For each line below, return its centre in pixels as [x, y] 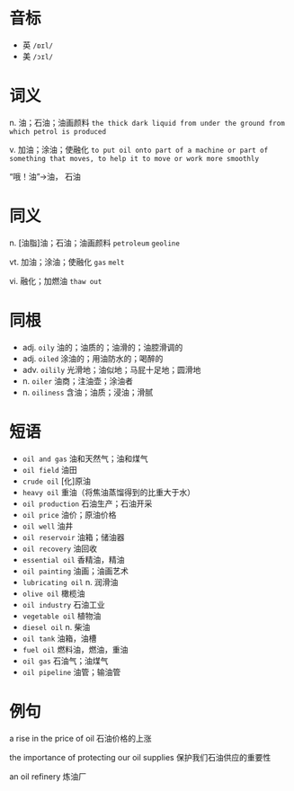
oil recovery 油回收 [59, 548]
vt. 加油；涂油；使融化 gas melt [67, 262]
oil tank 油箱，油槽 [59, 638]
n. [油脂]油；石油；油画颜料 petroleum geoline [94, 243]
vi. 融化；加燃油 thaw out [56, 280]
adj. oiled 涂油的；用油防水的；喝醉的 [93, 358]
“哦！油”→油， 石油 [45, 176]
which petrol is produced [58, 131]
